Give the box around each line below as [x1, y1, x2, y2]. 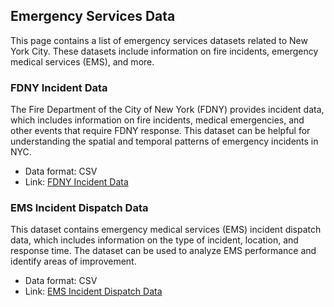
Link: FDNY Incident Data [24, 176, 129, 188]
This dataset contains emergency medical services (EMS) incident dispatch [10, 224, 322, 236]
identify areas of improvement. [10, 255, 137, 268]
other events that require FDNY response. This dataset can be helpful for [10, 125, 311, 137]
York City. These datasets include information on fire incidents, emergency [10, 45, 319, 57]
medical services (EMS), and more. [10, 55, 155, 68]
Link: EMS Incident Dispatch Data [24, 285, 163, 298]
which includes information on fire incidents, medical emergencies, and [10, 114, 305, 126]
